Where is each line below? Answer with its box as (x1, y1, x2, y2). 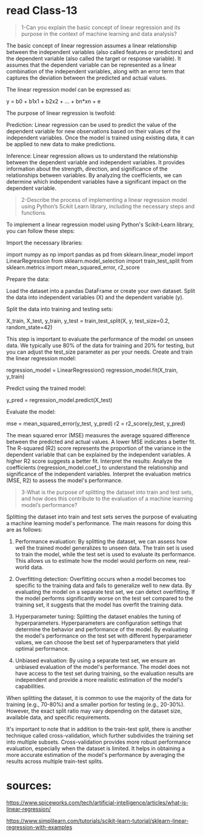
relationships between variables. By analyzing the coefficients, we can (6, 171, 182, 179)
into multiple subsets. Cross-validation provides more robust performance (6, 738, 191, 745)
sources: (6, 779, 52, 793)
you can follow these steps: (6, 227, 75, 234)
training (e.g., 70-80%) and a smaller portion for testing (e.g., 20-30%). (6, 701, 185, 708)
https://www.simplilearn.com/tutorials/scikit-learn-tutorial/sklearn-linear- (6, 817, 189, 824)
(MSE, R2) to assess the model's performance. (6, 477, 123, 484)
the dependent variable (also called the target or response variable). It (6, 55, 181, 62)
